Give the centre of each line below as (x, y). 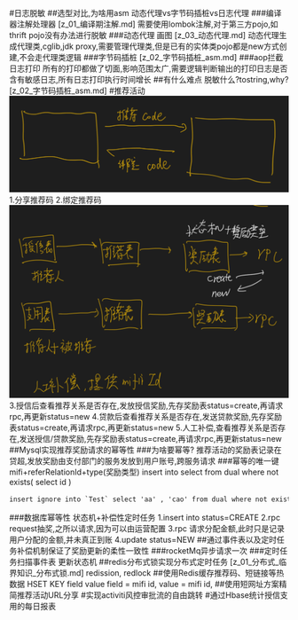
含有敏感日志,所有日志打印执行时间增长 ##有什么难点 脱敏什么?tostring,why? (149, 79)
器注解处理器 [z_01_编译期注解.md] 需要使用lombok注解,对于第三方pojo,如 (144, 24)
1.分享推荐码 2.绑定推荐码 (55, 200)
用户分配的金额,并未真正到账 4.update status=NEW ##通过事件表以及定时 (143, 540)
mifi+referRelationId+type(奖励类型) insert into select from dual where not (144, 472)
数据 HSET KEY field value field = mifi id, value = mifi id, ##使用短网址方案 (144, 585)
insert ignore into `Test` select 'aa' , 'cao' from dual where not (138, 499)
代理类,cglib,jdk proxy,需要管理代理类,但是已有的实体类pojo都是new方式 (148, 46)
